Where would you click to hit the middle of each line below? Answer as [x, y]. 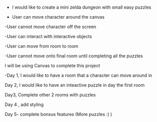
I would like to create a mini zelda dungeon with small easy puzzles [82, 7]
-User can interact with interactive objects [48, 36]
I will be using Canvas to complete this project [52, 66]
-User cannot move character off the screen [51, 27]
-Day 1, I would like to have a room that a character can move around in [78, 75]
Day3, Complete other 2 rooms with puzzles [50, 95]
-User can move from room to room [42, 46]
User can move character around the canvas [58, 17]
